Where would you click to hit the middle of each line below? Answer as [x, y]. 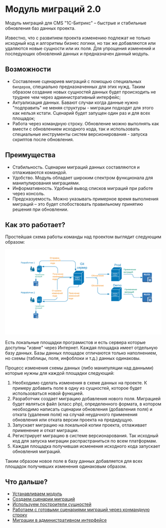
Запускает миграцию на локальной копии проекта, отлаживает [80, 425]
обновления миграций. [37, 451]
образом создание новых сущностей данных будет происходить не [84, 92]
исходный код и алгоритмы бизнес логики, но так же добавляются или [81, 43]
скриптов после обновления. [43, 139]
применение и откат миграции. [45, 430]
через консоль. [28, 193]
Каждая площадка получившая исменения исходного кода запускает [86, 446]
